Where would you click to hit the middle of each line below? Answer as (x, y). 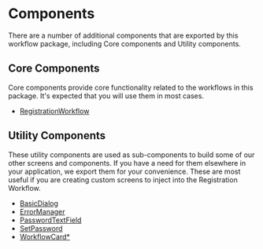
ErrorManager (42, 211)
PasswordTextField (50, 220)
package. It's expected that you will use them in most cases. (106, 96)
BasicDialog (39, 203)
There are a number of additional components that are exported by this (123, 35)
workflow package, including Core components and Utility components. (125, 43)
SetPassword (41, 228)
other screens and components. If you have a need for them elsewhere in (127, 163)
